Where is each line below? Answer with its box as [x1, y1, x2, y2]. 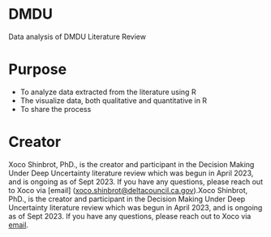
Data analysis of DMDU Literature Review [8, 32, 146, 41]
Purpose [8, 60, 67, 79]
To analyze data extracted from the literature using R [19, 87, 196, 97]
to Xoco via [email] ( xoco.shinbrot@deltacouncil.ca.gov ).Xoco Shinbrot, [8, 185, 248, 195]
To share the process [19, 104, 92, 114]
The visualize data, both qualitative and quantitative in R [19, 95, 208, 106]
